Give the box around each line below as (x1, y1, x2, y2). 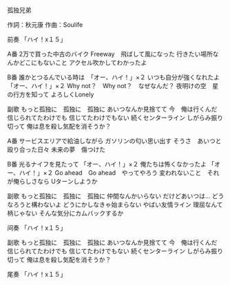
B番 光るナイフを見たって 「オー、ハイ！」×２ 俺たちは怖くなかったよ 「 (7, 160, 215, 168)
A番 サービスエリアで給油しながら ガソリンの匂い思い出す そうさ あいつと (7, 137, 222, 145)
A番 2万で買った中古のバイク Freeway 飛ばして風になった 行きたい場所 (7, 50, 213, 58)
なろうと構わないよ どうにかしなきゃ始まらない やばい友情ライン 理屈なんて (7, 200, 223, 209)
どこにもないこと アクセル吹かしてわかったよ (19, 59, 147, 67)
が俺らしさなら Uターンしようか (7, 178, 98, 185)
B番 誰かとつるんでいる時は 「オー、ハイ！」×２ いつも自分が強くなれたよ (7, 73, 220, 81)
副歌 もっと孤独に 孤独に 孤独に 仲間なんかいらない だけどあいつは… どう (7, 192, 224, 200)
